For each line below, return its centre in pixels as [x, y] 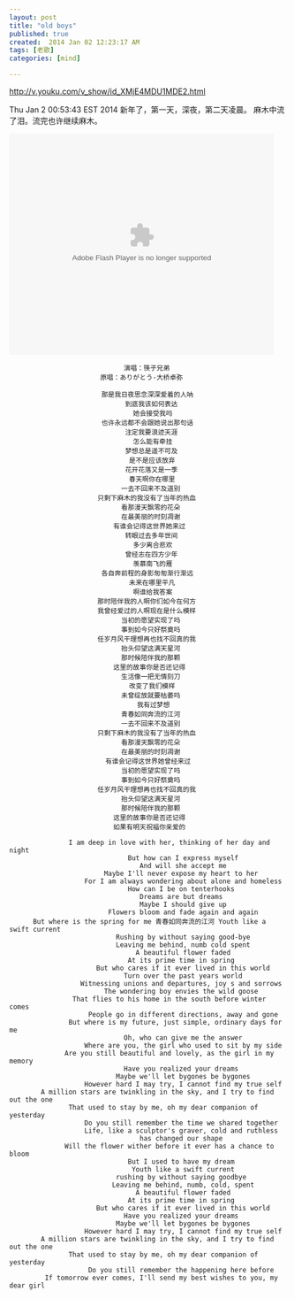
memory [21, 1061]
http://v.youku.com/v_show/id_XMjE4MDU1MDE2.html [107, 91]
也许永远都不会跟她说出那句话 [147, 423]
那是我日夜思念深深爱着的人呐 [147, 395]
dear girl [27, 1286]
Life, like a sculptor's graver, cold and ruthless [181, 1131]
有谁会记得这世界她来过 [150, 527]
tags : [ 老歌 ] [32, 50]
